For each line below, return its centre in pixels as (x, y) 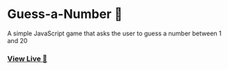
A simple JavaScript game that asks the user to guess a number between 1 (114, 33)
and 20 (17, 40)
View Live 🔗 (27, 58)
